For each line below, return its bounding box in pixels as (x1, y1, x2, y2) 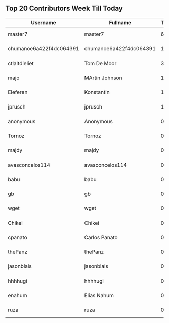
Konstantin (84, 88, 110, 95)
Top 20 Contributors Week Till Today (5, 4, 123, 13)
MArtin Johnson (84, 74, 122, 81)
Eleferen (8, 88, 28, 95)
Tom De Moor (84, 60, 117, 67)
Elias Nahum (84, 292, 114, 299)
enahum (8, 292, 27, 299)
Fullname (109, 19, 132, 26)
